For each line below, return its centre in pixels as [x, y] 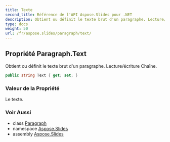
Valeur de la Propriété [32, 88]
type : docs [17, 24]
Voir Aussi [18, 112]
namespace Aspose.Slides [40, 129]
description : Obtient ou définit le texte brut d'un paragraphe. [75, 19]
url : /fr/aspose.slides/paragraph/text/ [49, 33]
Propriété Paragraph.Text [46, 54]
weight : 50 [17, 29]
